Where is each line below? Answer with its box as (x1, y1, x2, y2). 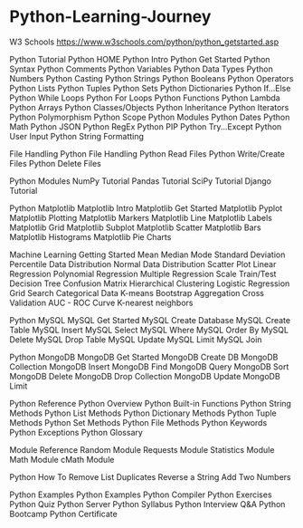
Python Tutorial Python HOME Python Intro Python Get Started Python (9, 53, 270, 64)
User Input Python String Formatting (9, 130, 145, 141)
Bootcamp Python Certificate (9, 508, 118, 519)
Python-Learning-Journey (9, 6, 212, 27)
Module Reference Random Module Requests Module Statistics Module (9, 444, 275, 455)
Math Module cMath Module (9, 454, 115, 465)
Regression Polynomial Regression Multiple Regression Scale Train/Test (9, 268, 277, 279)
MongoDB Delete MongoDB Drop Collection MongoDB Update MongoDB (9, 370, 280, 381)
